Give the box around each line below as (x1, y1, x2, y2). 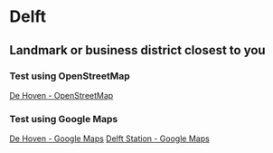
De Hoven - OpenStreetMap (9, 90, 114, 100)
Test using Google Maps (9, 112, 118, 125)
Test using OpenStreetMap (9, 70, 130, 82)
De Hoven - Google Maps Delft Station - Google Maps (9, 133, 210, 144)
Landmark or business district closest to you (9, 43, 266, 58)
